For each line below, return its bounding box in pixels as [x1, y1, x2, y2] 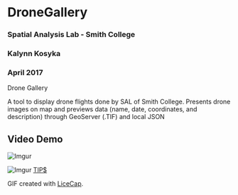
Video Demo [7, 133, 63, 145]
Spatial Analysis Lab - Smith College [7, 30, 136, 40]
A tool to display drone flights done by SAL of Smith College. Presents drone [7, 97, 231, 106]
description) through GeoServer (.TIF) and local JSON [7, 113, 165, 121]
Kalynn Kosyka [7, 49, 61, 59]
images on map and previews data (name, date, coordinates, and [7, 105, 198, 113]
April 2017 [7, 67, 43, 77]
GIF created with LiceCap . [7, 179, 84, 188]
